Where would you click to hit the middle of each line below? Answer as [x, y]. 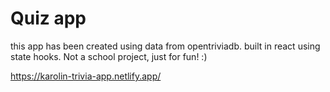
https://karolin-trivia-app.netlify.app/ [86, 76]
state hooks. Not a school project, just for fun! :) [109, 56]
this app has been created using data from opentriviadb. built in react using [165, 46]
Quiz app [48, 18]
